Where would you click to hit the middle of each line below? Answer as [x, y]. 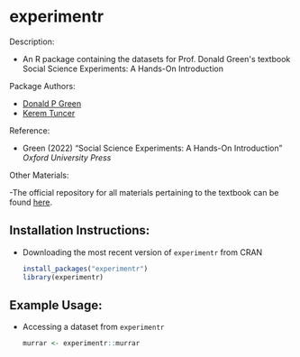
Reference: [30, 130]
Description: [32, 41]
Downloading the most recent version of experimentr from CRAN [142, 252]
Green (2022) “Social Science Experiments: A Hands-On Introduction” [152, 148]
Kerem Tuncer [49, 113]
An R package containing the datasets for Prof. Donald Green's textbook [156, 59]
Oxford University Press [67, 157]
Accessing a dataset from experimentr [93, 327]
